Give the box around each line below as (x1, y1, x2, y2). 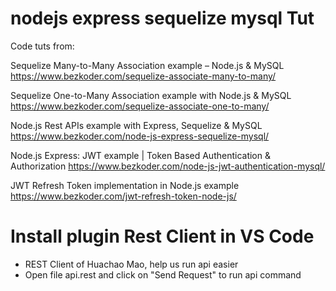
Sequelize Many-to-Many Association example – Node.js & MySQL (10, 59, 285, 71)
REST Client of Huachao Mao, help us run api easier (24, 258, 239, 270)
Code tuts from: (10, 40, 75, 52)
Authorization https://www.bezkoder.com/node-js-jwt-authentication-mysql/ (10, 160, 326, 172)
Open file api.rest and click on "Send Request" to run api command (24, 268, 302, 281)
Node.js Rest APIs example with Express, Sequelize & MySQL (10, 119, 263, 131)
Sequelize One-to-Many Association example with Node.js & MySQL (10, 89, 292, 101)
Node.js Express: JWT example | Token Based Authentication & (10, 149, 271, 161)
